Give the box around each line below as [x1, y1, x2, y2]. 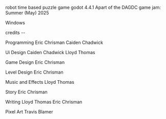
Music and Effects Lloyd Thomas [5, 79, 74, 85]
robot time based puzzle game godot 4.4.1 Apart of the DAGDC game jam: [5, 5, 161, 10]
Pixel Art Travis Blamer [5, 109, 53, 114]
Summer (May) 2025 [5, 10, 49, 16]
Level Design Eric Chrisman [5, 69, 64, 75]
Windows [5, 20, 26, 26]
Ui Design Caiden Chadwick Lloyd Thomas [5, 50, 96, 55]
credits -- [5, 30, 26, 35]
